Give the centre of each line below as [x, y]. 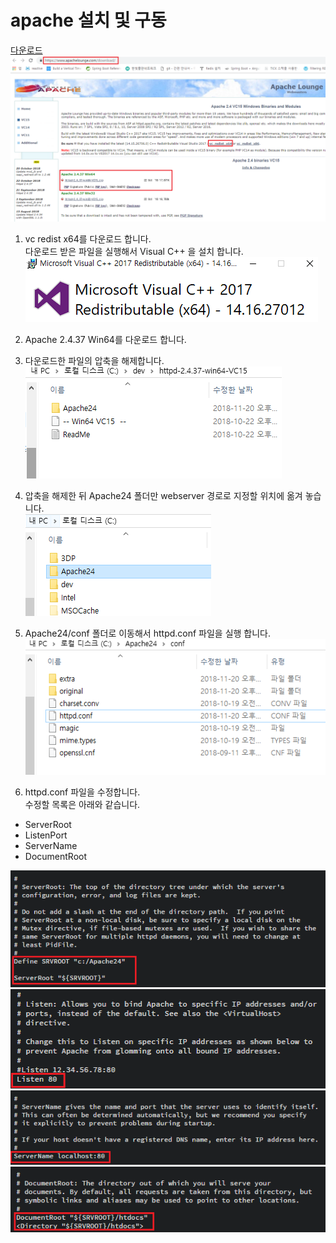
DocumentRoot [56, 856]
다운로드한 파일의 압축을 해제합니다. [94, 360]
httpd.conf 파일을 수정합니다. [82, 792]
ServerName [51, 845]
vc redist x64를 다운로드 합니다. [88, 238]
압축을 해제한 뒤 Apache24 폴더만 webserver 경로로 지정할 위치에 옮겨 [163, 495]
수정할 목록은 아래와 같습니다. [82, 804]
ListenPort [46, 835]
